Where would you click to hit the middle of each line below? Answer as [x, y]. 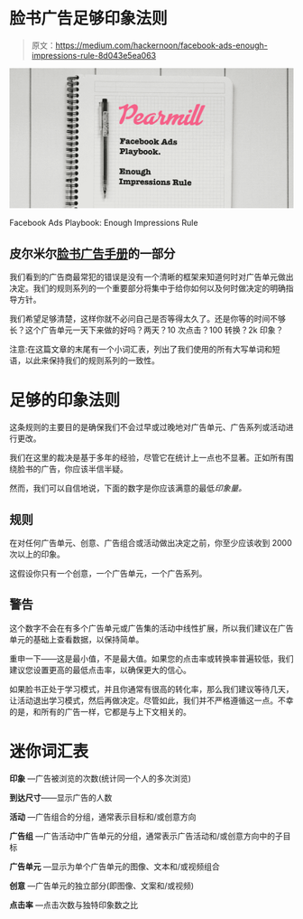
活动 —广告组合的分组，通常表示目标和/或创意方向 [103, 816]
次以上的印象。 [37, 554]
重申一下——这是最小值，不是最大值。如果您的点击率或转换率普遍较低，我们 [151, 658]
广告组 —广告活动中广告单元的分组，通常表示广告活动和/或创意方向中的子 [146, 836]
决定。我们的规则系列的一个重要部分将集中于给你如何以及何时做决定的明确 [147, 288]
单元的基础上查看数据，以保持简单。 [77, 639]
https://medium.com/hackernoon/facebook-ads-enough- [162, 45]
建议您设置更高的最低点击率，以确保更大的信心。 [100, 670]
